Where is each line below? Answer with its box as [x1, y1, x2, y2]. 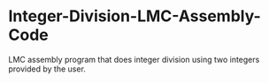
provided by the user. [8, 64, 86, 74]
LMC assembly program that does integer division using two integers [8, 54, 260, 64]
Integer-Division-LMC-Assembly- [8, 6, 262, 26]
